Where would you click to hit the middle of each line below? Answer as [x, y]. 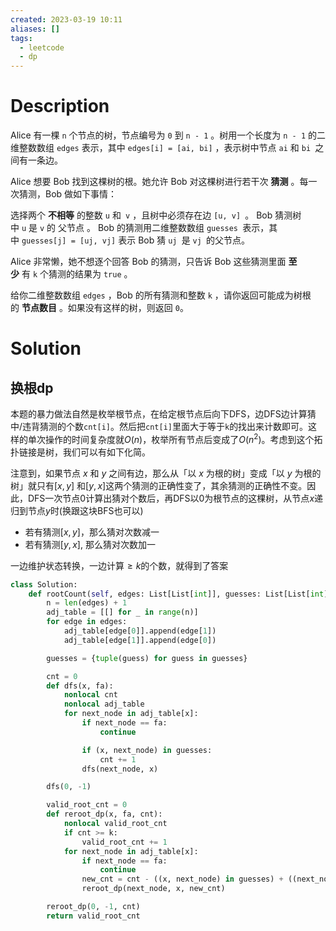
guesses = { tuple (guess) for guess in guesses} [147, 658]
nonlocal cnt [90, 695]
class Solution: [44, 584]
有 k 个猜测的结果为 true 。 [77, 274]
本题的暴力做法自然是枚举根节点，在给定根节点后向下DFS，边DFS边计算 [159, 414]
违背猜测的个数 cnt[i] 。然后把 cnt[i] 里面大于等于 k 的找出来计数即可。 [165, 427]
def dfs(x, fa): [80, 686]
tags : [21, 38]
